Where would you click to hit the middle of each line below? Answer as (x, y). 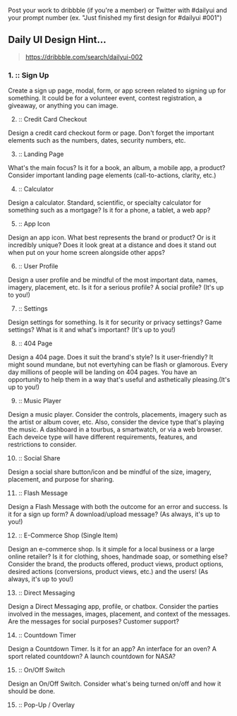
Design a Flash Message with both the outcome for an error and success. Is (118, 507)
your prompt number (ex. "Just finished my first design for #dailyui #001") (115, 18)
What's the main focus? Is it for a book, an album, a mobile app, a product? (117, 168)
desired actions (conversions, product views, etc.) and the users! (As (108, 572)
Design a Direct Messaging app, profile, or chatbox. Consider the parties (113, 607)
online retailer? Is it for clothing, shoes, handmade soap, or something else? (118, 556)
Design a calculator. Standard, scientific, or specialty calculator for (105, 203)
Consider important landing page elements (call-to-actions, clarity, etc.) (112, 175)
